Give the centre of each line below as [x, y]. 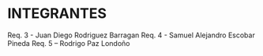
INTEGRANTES [57, 14]
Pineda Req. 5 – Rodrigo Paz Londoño [69, 43]
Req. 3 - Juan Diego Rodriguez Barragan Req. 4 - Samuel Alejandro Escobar [131, 35]
